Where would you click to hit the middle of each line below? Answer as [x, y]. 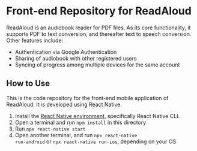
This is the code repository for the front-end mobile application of [87, 98]
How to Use [28, 84]
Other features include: [35, 40]
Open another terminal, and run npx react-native [76, 135]
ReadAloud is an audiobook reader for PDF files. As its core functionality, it [98, 28]
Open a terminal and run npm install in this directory [80, 122]
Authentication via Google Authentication [66, 52]
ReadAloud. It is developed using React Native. [64, 104]
